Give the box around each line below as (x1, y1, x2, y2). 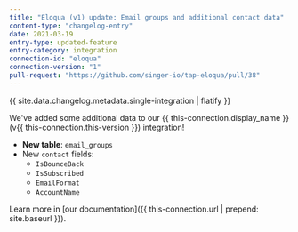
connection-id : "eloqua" (9, 54, 101, 63)
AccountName (35, 188, 80, 196)
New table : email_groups (21, 139, 114, 149)
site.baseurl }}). (9, 212, 67, 223)
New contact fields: (21, 148, 94, 159)
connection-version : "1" (9, 63, 101, 72)
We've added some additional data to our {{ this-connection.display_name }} (9, 112, 290, 123)
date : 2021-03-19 (9, 29, 74, 38)
